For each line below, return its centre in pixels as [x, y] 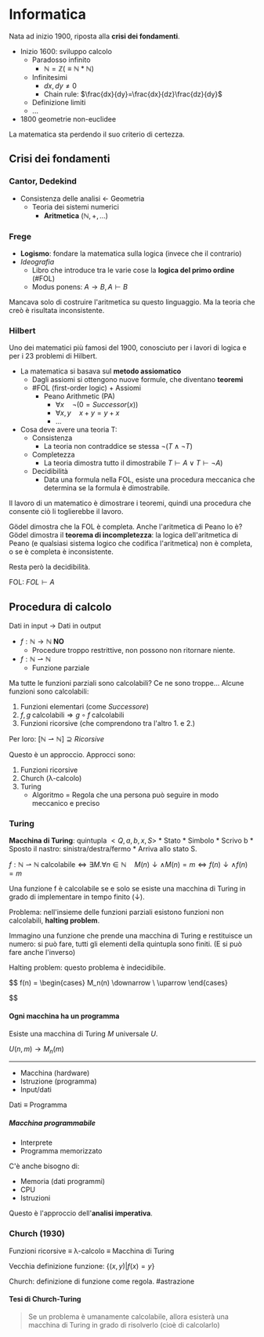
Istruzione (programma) [58, 1081]
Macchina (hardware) [55, 1073]
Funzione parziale [61, 668]
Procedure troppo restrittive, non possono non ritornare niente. [134, 650]
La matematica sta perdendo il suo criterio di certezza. [97, 134]
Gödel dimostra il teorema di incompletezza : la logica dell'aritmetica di [123, 535]
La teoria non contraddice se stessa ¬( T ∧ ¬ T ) [118, 446]
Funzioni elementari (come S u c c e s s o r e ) [85, 707]
